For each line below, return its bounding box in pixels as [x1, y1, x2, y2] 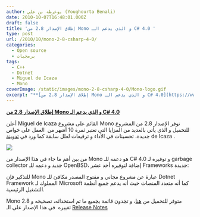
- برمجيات [11, 53, 36, 59]
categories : [6, 42, 36, 48]
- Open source [11, 48, 46, 54]
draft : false [6, 20, 39, 26]
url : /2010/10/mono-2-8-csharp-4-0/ [6, 36, 97, 42]
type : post [6, 31, 33, 37]
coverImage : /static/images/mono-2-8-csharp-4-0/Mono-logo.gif [6, 86, 167, 92]
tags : [6, 58, 20, 64]
